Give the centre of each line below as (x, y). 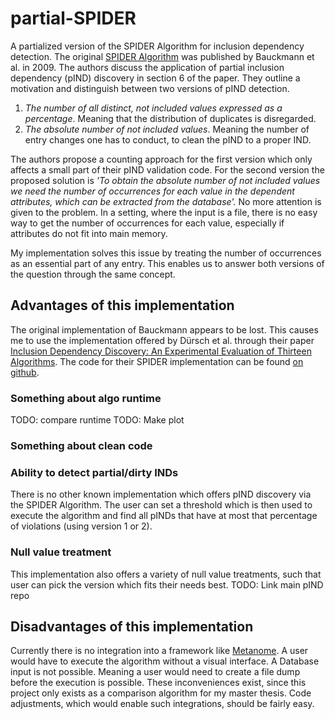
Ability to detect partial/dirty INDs (94, 472)
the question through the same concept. (93, 274)
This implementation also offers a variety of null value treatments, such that (166, 574)
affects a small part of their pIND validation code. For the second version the (167, 169)
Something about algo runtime (86, 398)
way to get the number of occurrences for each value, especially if (147, 223)
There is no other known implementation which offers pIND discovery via (161, 494)
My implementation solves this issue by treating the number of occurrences (166, 253)
